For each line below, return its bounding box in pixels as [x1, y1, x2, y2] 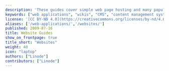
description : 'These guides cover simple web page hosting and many [5, 7, 152, 12]
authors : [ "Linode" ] [5, 53, 49, 59]
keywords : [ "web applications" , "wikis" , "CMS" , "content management [5, 12, 154, 17]
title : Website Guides [5, 30, 53, 35]
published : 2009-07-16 [5, 26, 53, 31]
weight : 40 [5, 44, 28, 49]
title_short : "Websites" [5, 40, 57, 45]
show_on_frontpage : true [5, 35, 57, 40]
